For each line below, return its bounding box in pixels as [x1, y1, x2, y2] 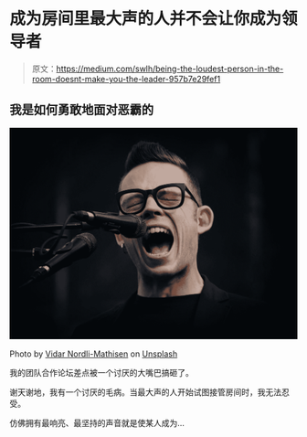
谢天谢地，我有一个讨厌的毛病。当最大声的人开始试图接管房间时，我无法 [9, 387, 281, 398]
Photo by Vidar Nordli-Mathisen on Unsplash [9, 348, 178, 359]
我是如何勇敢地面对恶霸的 [9, 102, 153, 118]
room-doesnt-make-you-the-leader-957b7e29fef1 [31, 73, 221, 84]
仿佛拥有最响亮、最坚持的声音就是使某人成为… [9, 418, 185, 429]
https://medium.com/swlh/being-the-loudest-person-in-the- [56, 63, 284, 74]
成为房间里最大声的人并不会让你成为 [9, 8, 282, 29]
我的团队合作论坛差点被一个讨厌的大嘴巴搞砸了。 [9, 368, 194, 378]
